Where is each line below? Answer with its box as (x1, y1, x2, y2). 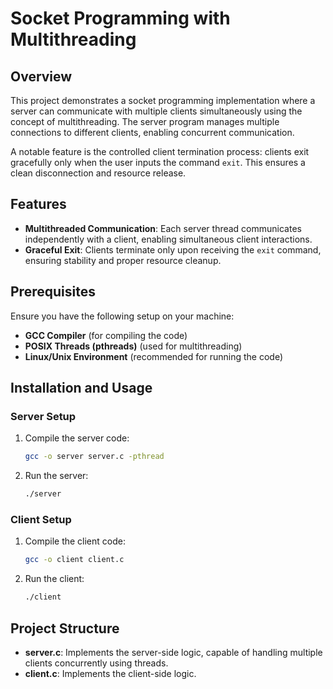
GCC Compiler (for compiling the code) (24, 329, 188, 341)
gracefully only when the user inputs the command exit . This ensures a (10, 157, 306, 168)
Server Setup (10, 409, 77, 423)
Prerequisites (10, 283, 96, 301)
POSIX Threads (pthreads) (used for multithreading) (24, 340, 243, 352)
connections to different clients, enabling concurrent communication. (10, 127, 295, 138)
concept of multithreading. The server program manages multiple (10, 116, 280, 127)
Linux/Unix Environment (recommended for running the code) (24, 350, 284, 362)
